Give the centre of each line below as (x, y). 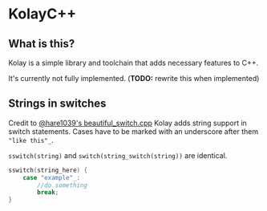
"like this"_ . (31, 140)
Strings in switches (57, 104)
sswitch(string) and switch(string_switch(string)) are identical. (118, 155)
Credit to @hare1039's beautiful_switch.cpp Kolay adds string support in (127, 123)
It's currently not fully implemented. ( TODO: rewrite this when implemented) (134, 78)
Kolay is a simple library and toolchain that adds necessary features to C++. (133, 63)
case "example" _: (52, 177)
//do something (63, 185)
